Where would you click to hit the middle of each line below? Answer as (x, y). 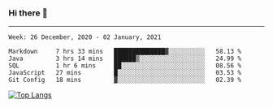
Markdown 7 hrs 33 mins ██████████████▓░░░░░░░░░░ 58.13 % (125, 52)
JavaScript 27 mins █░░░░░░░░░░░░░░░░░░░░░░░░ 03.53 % (125, 73)
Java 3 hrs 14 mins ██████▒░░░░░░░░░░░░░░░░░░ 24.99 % (125, 59)
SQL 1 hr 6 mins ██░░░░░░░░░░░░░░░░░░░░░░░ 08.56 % (125, 66)
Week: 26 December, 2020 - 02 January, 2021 (85, 37)
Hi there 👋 (28, 13)
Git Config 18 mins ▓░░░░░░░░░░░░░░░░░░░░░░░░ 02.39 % (125, 80)
